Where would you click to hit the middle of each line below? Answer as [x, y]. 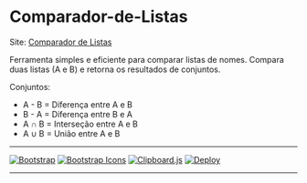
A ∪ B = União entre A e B [71, 133]
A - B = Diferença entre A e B [77, 104]
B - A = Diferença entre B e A [77, 114]
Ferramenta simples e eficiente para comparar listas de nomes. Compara [147, 59]
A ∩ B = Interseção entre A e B [80, 124]
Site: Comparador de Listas [61, 42]
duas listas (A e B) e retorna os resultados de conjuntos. [115, 69]
